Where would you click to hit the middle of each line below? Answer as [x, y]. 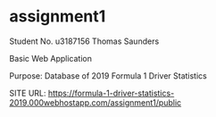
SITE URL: [28, 93]
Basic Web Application [50, 58]
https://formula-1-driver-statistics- [111, 93]
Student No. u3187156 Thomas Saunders [84, 41]
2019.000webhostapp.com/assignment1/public [96, 102]
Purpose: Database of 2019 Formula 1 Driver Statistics [108, 75]
